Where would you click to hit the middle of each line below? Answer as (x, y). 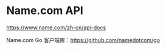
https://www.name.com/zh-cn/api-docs (56, 27)
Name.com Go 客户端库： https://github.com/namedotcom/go (83, 40)
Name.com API (45, 11)
